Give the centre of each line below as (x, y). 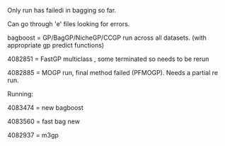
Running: (21, 94)
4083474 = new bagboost (45, 108)
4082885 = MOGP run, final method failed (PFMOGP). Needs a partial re (112, 73)
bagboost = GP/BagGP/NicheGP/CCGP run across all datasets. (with (107, 38)
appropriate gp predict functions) (56, 45)
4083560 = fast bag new (44, 121)
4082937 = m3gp (33, 135)
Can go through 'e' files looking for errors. (69, 24)
